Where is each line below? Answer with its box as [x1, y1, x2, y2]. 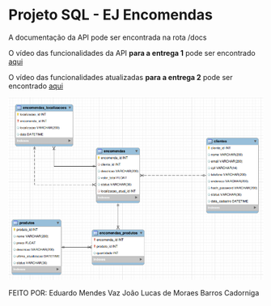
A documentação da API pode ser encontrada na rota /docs [8, 32, 207, 42]
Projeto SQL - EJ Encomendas [8, 6, 213, 24]
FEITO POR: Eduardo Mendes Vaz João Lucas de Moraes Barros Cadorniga [8, 287, 260, 297]
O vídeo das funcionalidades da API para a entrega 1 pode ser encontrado [8, 48, 256, 57]
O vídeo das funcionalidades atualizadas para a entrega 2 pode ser [8, 72, 233, 82]
